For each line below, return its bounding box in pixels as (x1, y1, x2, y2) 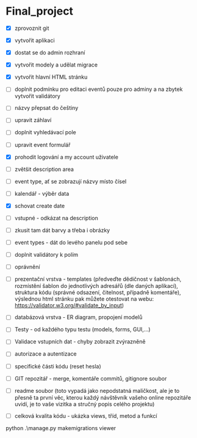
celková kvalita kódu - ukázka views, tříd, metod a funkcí (14, 412, 157, 419)
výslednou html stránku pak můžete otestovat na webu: (14, 295, 154, 303)
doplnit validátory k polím (14, 251, 79, 259)
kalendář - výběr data (14, 190, 70, 197)
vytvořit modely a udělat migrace (14, 61, 98, 68)
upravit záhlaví (14, 117, 52, 124)
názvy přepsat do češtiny (14, 104, 79, 112)
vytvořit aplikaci (14, 37, 56, 44)
